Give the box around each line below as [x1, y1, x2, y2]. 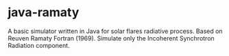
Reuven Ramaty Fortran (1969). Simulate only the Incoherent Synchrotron [8, 34, 215, 42]
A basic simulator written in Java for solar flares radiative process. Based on [8, 27, 223, 35]
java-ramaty [8, 5, 80, 20]
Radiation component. [8, 41, 71, 49]
